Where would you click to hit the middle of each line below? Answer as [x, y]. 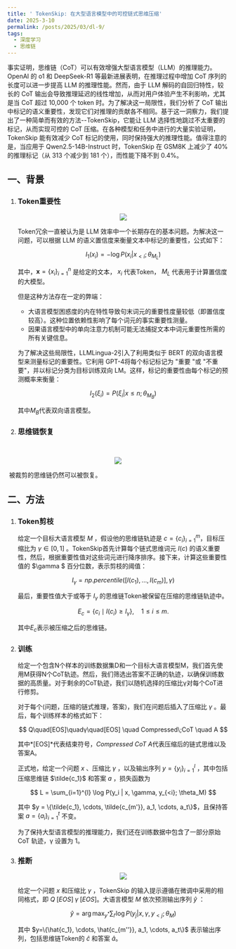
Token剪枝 [35, 521]
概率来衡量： [42, 379]
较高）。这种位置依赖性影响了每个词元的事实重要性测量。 [110, 320]
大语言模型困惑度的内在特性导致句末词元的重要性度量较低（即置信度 [126, 312]
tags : [15, 33]
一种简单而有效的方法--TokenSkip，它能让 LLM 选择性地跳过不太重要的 [123, 120]
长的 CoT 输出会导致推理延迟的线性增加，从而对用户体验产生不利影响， [110, 94]
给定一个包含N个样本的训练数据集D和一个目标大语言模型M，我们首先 [117, 665]
